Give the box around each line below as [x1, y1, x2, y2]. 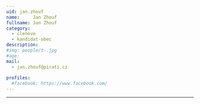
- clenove [11, 31, 36, 37]
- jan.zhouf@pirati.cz [11, 64, 68, 70]
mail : [6, 58, 20, 64]
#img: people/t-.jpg [6, 48, 58, 53]
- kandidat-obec [11, 36, 52, 42]
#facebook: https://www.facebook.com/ [11, 81, 108, 87]
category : [6, 25, 31, 31]
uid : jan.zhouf [6, 8, 44, 15]
